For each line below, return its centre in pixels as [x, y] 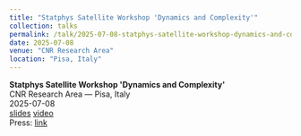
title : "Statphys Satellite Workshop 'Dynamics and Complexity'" [133, 17]
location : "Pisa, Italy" [56, 59]
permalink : [30, 34]
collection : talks [43, 26]
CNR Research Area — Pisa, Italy [70, 94]
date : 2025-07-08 [42, 42]
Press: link [28, 123]
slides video [31, 113]
